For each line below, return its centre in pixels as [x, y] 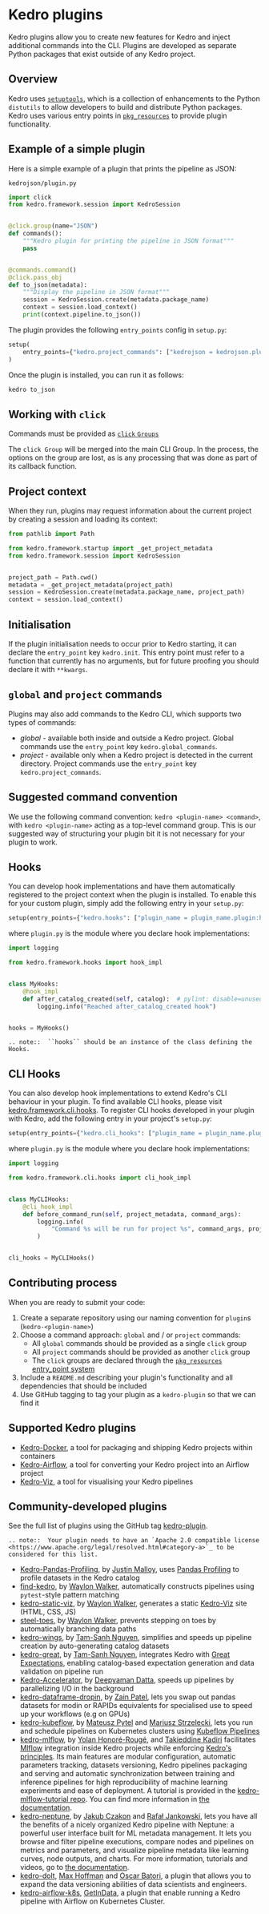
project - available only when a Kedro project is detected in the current [137, 755]
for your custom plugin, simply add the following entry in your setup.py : [126, 904]
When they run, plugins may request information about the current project [130, 511]
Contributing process [63, 1283]
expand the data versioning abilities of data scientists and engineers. [133, 1884]
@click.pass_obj [35, 277]
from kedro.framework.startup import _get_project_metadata [111, 548]
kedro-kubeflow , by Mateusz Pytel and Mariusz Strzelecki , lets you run [137, 1723]
